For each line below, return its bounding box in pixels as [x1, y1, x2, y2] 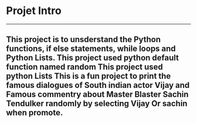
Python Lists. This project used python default [6, 53, 179, 63]
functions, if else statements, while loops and [6, 44, 176, 54]
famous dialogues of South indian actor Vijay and [6, 80, 190, 90]
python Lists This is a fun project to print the [6, 71, 171, 81]
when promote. [6, 108, 63, 118]
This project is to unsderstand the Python [6, 35, 161, 45]
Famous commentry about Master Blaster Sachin [6, 90, 189, 100]
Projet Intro [6, 4, 62, 18]
